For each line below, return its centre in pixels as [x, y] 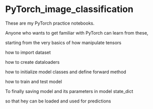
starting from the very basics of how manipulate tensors [63, 42]
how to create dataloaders [32, 62]
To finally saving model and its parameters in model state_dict [69, 91]
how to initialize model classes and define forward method [66, 72]
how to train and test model [33, 81]
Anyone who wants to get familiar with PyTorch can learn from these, [77, 33]
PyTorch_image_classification [69, 9]
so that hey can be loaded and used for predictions [58, 101]
